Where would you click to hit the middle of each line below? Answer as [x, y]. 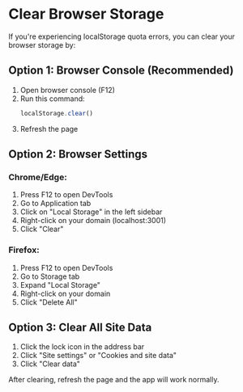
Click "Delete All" [49, 302]
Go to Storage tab [50, 276]
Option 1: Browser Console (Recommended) [121, 71]
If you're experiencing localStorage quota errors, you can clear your [122, 36]
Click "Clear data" [50, 364]
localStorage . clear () [56, 113]
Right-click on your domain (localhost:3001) [93, 221]
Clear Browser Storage [86, 14]
